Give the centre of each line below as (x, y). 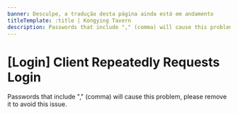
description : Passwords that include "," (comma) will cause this (107, 27)
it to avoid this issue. (37, 104)
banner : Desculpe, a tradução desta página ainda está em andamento (110, 14)
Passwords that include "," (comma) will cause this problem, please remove (117, 97)
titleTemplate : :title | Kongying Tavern (69, 21)
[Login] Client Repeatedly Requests (114, 62)
